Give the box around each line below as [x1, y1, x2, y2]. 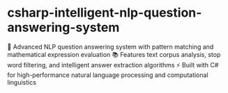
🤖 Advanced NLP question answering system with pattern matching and [7, 42, 214, 51]
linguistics [7, 78, 37, 86]
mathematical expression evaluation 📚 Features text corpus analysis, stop [7, 50, 221, 58]
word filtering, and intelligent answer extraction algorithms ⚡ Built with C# [7, 60, 219, 69]
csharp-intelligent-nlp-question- [7, 5, 202, 21]
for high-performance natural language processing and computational [7, 71, 208, 79]
